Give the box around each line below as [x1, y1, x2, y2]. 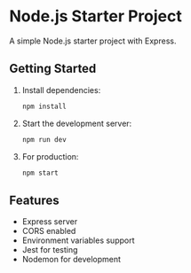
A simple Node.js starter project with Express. [9, 35, 177, 46]
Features [9, 192, 60, 207]
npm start [21, 168, 60, 177]
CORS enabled [21, 226, 76, 237]
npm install [21, 102, 67, 111]
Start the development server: [21, 118, 132, 129]
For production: [21, 151, 79, 161]
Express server [21, 216, 78, 227]
